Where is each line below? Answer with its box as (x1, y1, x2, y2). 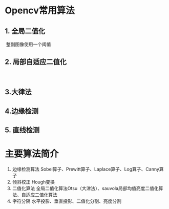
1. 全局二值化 (5, 27, 46, 35)
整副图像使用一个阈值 (6, 41, 51, 47)
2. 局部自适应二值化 (5, 57, 67, 67)
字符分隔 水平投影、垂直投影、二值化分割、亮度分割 (12, 198, 121, 204)
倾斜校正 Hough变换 (12, 179, 55, 185)
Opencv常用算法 (5, 5, 75, 16)
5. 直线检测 (5, 126, 39, 134)
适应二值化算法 (26, 192, 57, 198)
